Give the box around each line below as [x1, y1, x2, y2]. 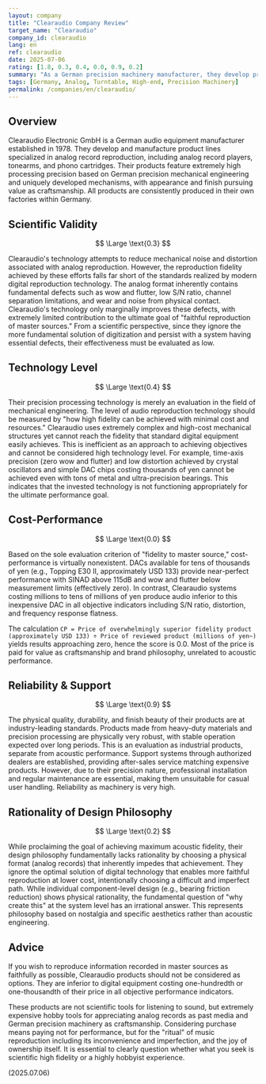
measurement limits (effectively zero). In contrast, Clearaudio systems [8, 583, 237, 593]
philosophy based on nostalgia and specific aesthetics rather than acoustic [8, 909, 253, 919]
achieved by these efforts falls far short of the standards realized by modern [8, 271, 257, 280]
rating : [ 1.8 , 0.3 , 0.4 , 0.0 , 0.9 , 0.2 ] [8, 63, 144, 71]
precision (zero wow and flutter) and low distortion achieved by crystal [8, 456, 239, 466]
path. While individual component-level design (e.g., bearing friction [8, 884, 230, 894]
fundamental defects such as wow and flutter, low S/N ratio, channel [8, 288, 232, 297]
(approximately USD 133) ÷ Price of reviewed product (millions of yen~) [8, 632, 257, 640]
